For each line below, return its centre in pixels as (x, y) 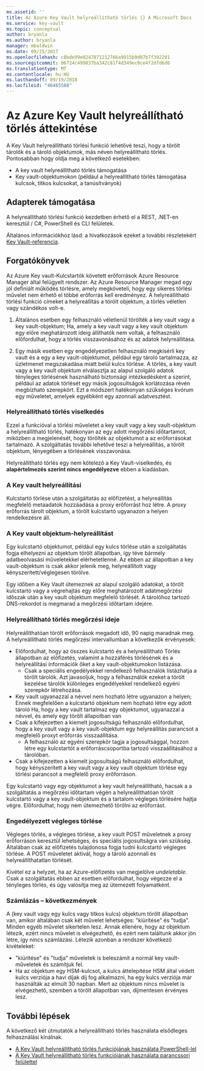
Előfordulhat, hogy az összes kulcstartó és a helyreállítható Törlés (98, 651)
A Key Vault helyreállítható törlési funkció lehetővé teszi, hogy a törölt (93, 145)
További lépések (38, 1016)
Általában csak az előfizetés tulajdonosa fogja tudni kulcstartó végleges (97, 848)
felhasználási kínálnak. (35, 1037)
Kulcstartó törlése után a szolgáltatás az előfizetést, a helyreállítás (89, 498)
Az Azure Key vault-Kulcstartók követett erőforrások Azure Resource (93, 275)
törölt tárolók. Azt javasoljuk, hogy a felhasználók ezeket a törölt (104, 677)
